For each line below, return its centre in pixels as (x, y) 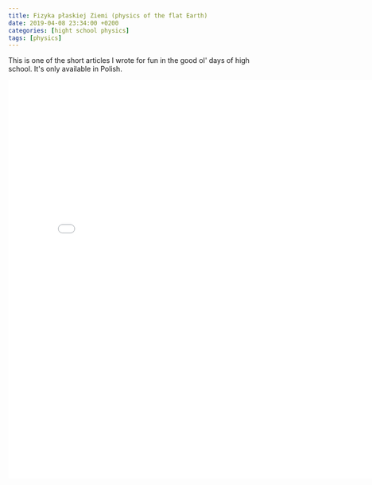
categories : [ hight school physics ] (69, 30)
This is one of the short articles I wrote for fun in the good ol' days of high (129, 61)
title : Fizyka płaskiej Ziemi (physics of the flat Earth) (108, 16)
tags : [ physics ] (35, 38)
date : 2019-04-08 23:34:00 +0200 (64, 23)
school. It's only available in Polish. (66, 69)
